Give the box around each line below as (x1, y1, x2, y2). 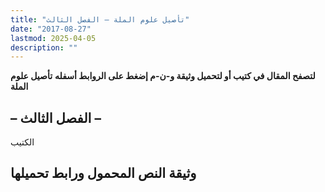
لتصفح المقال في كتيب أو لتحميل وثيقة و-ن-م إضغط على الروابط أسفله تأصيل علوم (10, 70, 316, 82)
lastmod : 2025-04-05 (10, 33, 97, 43)
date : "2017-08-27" (10, 24, 92, 34)
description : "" (10, 42, 78, 53)
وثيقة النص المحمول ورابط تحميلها (10, 165, 197, 182)
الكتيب (10, 136, 35, 148)
